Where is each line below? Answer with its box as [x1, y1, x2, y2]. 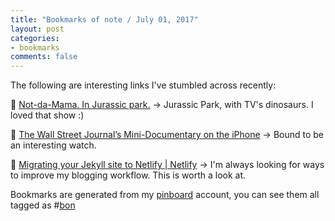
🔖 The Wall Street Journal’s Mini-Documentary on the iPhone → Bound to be [10, 129, 325, 141]
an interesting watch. [10, 139, 97, 151]
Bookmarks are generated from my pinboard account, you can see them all [10, 189, 320, 201]
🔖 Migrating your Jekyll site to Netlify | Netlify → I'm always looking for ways [10, 159, 325, 171]
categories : [10, 33, 60, 43]
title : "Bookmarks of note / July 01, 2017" [10, 14, 199, 25]
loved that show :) [10, 109, 85, 121]
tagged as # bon [10, 199, 76, 211]
